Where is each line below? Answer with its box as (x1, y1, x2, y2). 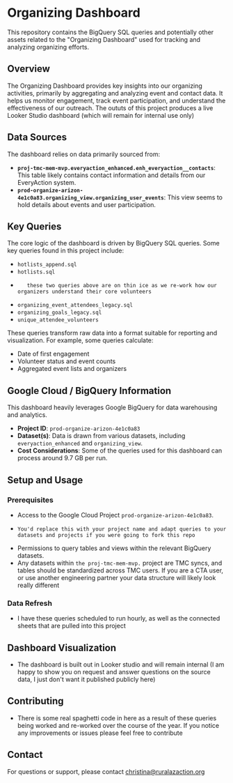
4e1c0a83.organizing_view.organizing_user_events (17, 194, 165, 202)
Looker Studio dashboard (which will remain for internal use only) (7, 111, 195, 119)
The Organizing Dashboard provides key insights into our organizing (7, 82, 203, 90)
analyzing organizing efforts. (7, 43, 90, 51)
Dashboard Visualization (7, 641, 117, 653)
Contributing (7, 695, 64, 707)
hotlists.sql (17, 268, 56, 276)
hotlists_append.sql (17, 261, 77, 268)
